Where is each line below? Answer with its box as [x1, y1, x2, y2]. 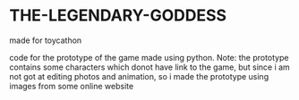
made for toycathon [9, 35, 82, 46]
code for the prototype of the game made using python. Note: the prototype [9, 52, 289, 62]
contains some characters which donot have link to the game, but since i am [9, 62, 291, 72]
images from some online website [9, 80, 134, 91]
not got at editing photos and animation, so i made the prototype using [9, 71, 269, 81]
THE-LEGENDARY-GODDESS [9, 5, 226, 26]
